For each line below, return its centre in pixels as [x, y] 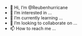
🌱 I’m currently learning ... [36, 18]
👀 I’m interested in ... [31, 13]
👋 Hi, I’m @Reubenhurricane [39, 8]
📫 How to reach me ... [33, 28]
